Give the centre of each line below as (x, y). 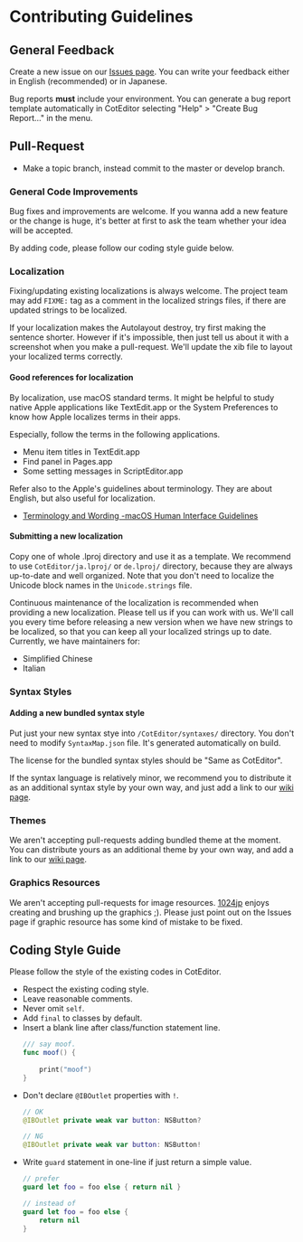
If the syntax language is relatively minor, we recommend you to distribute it (151, 777)
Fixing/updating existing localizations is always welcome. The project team (148, 291)
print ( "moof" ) (66, 1069)
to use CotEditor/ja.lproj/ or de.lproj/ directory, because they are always (151, 566)
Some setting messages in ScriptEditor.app (103, 471)
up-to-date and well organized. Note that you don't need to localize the (142, 575)
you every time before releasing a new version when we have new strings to (151, 622)
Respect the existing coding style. (85, 989)
